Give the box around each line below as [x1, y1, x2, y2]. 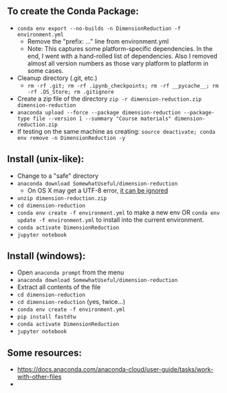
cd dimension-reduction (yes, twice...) [17, 298, 126, 306]
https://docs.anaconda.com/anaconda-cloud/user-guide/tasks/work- [17, 365, 214, 374]
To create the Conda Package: [7, 6, 139, 17]
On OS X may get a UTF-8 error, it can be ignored [27, 186, 169, 194]
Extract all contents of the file [17, 283, 101, 292]
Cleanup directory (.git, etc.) [17, 74, 98, 82]
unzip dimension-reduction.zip [17, 194, 107, 202]
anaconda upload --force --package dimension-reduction [17, 109, 181, 116]
